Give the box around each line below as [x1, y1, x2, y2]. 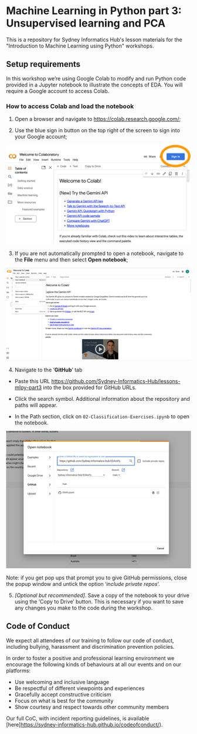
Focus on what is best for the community [14, 697, 114, 704]
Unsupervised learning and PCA [6, 16, 166, 30]
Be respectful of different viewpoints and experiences [14, 685, 145, 692]
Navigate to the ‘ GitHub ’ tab [14, 366, 83, 374]
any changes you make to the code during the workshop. [14, 604, 153, 611]
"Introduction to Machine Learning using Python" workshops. [6, 42, 154, 49]
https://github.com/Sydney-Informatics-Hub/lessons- [51, 378, 181, 385]
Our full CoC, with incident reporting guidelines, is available [6, 715, 150, 722]
